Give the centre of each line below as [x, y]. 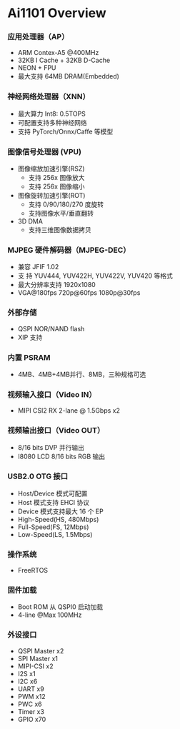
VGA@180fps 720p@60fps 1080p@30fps [79, 293]
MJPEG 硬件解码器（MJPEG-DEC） [69, 250]
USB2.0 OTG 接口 [38, 476]
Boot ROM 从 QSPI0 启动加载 [60, 607]
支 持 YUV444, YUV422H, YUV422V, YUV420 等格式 [95, 276]
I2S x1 [26, 673]
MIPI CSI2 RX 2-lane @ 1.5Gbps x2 [69, 411]
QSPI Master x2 [41, 650]
